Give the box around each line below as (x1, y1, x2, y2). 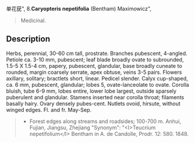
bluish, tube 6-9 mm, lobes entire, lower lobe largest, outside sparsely (6, 87, 177, 95)
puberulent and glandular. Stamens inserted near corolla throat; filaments (6, 93, 184, 100)
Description (6, 34, 50, 44)
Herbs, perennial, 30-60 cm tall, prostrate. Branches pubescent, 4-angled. (6, 50, 188, 57)
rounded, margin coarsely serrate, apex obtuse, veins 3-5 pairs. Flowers (6, 69, 182, 76)
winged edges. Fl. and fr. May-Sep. (6, 106, 92, 113)
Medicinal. (20, 17, 46, 24)
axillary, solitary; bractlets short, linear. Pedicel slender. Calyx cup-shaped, (6, 74, 188, 82)
